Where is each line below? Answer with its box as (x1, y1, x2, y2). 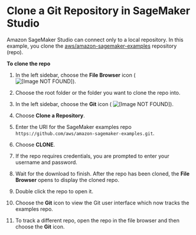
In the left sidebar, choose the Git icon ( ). (15, 100, 174, 107)
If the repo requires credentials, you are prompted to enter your (15, 152, 170, 160)
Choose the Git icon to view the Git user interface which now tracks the (15, 199, 190, 206)
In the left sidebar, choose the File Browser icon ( (15, 71, 136, 78)
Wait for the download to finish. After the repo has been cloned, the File (15, 170, 190, 177)
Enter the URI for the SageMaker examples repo (15, 123, 132, 130)
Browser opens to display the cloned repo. (15, 176, 120, 183)
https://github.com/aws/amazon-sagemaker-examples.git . (15, 130, 155, 137)
